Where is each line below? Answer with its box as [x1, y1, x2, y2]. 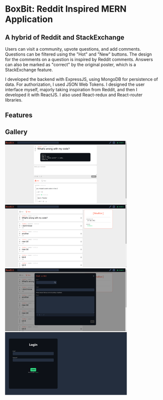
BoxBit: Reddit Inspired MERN [5, 3, 127, 15]
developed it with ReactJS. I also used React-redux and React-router [5, 92, 143, 98]
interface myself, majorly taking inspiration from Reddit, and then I [5, 87, 138, 92]
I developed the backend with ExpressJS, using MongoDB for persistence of [5, 77, 158, 82]
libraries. [5, 97, 23, 103]
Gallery [5, 128, 28, 136]
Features [5, 111, 33, 120]
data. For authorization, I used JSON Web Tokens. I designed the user [5, 81, 145, 87]
